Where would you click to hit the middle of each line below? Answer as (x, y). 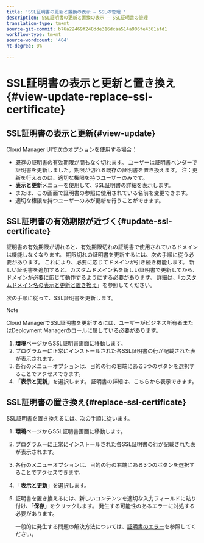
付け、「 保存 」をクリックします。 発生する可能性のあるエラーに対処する (105, 506)
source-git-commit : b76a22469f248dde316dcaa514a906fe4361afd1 (87, 29)
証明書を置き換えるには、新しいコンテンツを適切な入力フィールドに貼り (106, 498)
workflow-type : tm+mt (34, 35)
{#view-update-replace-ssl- (80, 97)
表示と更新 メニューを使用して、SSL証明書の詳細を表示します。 (94, 185)
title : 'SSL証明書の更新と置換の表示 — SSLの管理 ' (66, 12)
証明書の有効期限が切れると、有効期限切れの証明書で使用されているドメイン (102, 247)
